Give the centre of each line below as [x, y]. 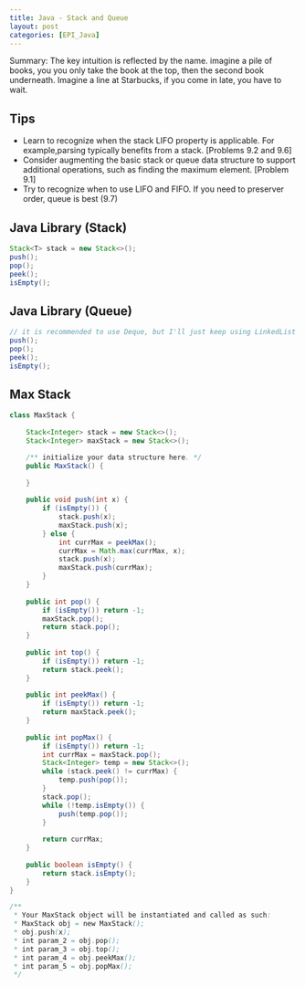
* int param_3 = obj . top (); [67, 949]
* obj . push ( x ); [42, 932]
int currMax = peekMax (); [107, 542]
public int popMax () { [69, 737]
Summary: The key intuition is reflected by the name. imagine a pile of [141, 61]
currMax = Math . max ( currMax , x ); [121, 551]
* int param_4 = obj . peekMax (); [75, 958]
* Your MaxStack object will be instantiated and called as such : [142, 915]
